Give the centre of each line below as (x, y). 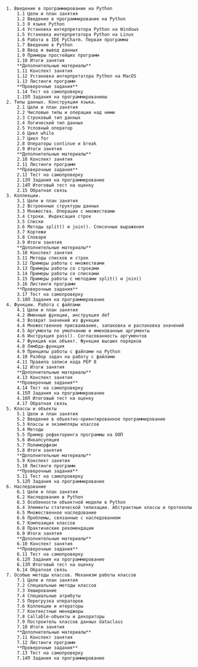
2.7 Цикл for (33, 138)
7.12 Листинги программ (46, 643)
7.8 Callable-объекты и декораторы (61, 617)
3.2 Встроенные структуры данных (58, 206)
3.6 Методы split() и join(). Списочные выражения (81, 227)
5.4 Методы (30, 429)
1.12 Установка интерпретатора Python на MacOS (76, 76)
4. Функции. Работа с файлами (44, 305)
